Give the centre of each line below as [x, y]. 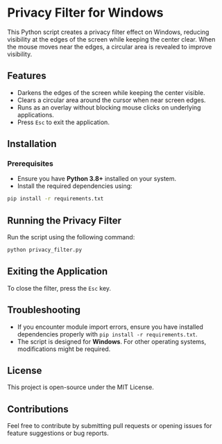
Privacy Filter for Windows [85, 13]
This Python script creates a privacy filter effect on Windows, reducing [108, 32]
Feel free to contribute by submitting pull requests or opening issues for [110, 426]
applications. [35, 114]
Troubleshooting [44, 310]
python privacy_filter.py [44, 250]
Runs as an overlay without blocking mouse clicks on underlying [109, 107]
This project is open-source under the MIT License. [81, 387]
